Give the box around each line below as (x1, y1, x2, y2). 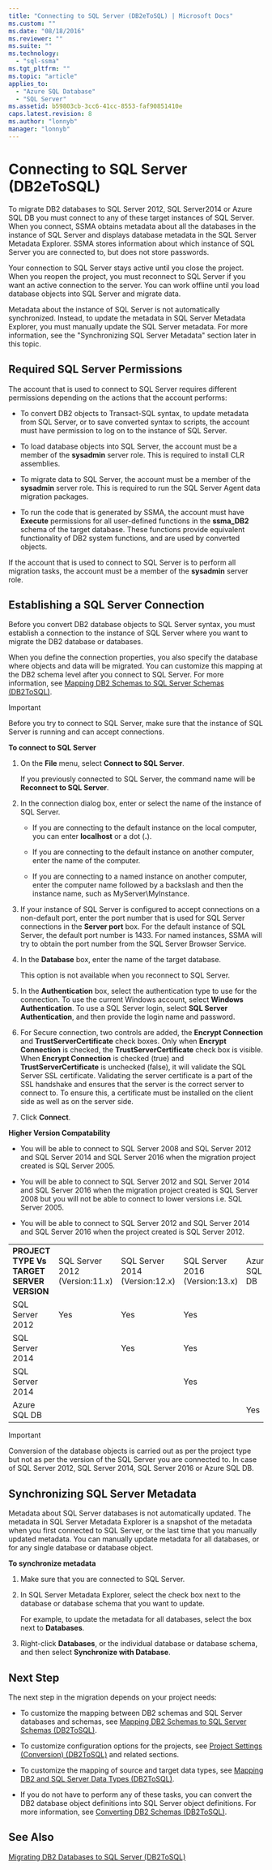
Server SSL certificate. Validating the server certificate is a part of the (19, 1071, 253, 1081)
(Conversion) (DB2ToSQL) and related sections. (19, 1749, 180, 1759)
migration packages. (19, 492, 89, 501)
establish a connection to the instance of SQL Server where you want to (8, 628, 249, 638)
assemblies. (19, 458, 61, 468)
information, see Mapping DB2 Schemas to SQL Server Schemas (8, 678, 225, 688)
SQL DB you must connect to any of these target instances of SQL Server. (8, 213, 255, 222)
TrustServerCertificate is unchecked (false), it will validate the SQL (19, 1062, 247, 1072)
